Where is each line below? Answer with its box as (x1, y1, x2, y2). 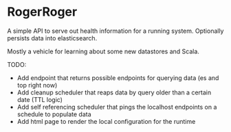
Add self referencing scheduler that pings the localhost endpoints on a (16, 103, 217, 111)
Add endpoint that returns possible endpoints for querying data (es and (16, 73, 219, 82)
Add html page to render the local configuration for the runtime (16, 117, 196, 125)
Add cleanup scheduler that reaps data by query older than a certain (16, 88, 212, 96)
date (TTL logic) (16, 95, 63, 103)
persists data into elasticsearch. (7, 34, 98, 42)
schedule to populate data (16, 110, 91, 118)
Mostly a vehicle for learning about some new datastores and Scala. (7, 47, 199, 55)
